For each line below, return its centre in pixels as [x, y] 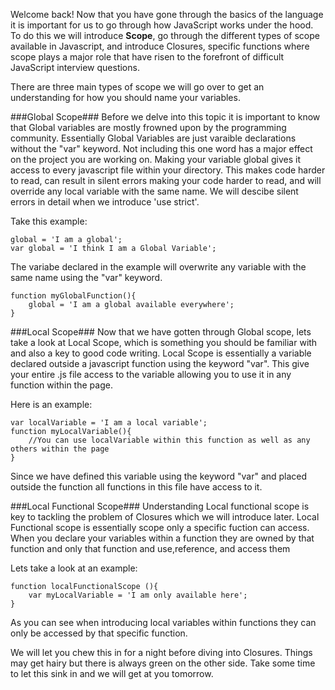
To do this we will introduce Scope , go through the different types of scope [165, 35]
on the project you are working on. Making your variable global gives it [155, 159]
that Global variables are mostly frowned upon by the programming [148, 127]
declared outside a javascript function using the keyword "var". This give [160, 363]
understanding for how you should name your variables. [125, 97]
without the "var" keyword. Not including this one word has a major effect [161, 148]
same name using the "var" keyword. [86, 277]
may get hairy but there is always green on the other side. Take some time [163, 663]
